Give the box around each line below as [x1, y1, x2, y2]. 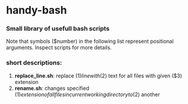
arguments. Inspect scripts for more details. [6, 44, 112, 51]
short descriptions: [6, 59, 62, 67]
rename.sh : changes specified [14, 85, 89, 92]
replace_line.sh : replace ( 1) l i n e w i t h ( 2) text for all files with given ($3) [14, 72, 182, 79]
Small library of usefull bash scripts [6, 25, 110, 33]
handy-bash [6, 4, 68, 17]
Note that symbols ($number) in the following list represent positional [6, 38, 174, 45]
